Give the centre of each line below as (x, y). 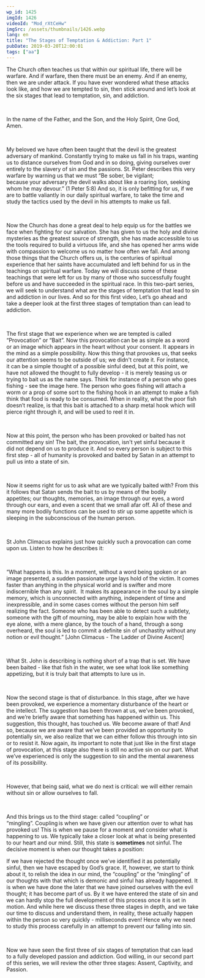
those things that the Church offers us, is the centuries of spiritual (89, 257)
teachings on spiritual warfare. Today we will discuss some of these (92, 271)
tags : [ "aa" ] (23, 52)
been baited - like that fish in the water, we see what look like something (97, 667)
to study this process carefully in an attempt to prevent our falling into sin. (99, 926)
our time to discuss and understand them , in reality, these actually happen (100, 913)
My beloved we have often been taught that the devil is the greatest (91, 149)
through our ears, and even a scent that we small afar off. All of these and (99, 505)
